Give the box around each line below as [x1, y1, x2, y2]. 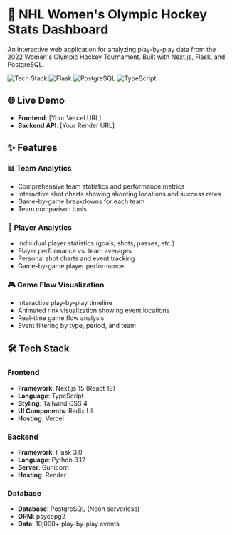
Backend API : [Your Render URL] [17, 121, 115, 129]
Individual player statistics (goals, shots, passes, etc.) [17, 238, 175, 248]
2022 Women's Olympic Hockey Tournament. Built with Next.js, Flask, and [7, 53, 226, 61]
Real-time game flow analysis [17, 314, 105, 322]
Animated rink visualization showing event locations [17, 306, 170, 315]
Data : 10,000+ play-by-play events [17, 519, 120, 529]
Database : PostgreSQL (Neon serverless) [17, 504, 140, 513]
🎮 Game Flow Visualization [7, 280, 105, 290]
